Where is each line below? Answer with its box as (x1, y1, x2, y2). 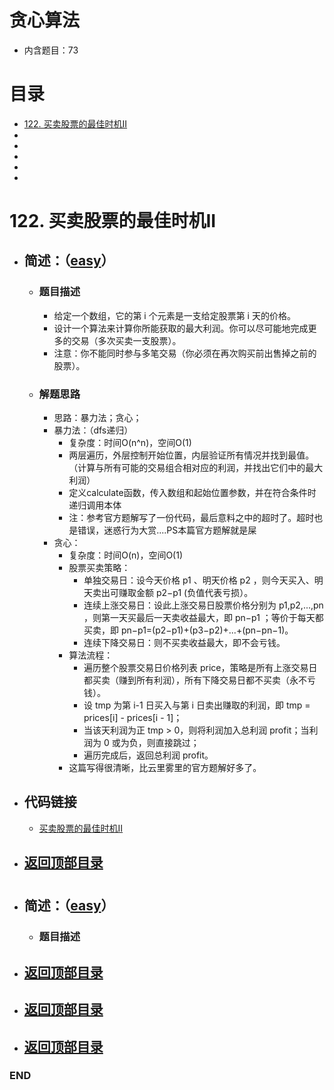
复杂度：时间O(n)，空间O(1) (68, 549, 183, 561)
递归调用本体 (68, 499, 122, 511)
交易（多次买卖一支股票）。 (71, 334, 182, 346)
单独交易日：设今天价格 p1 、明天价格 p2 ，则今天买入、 (83, 574, 315, 586)
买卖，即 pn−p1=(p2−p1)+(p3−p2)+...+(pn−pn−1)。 (83, 624, 294, 636)
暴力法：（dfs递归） (53, 424, 134, 436)
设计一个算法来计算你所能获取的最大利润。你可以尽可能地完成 (53, 322, 309, 334)
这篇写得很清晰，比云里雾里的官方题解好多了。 (68, 762, 262, 774)
